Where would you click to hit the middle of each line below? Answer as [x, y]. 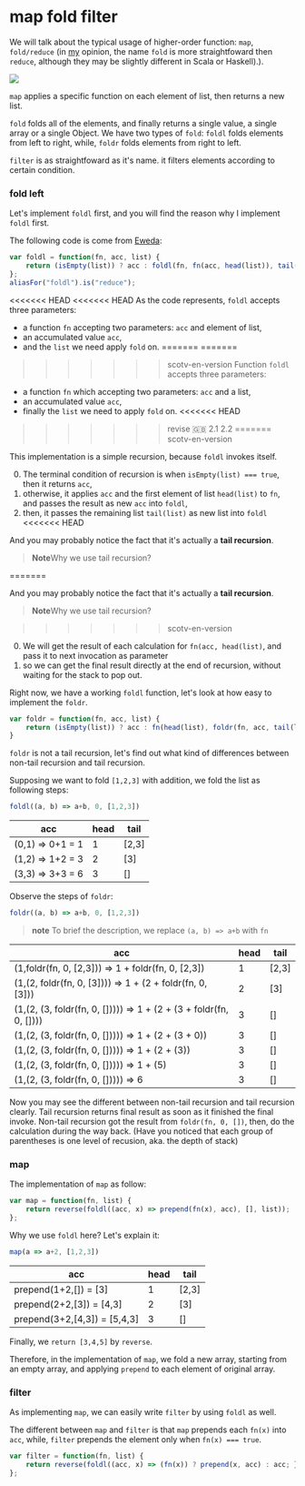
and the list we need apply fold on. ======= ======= [130, 347]
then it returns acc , [57, 483]
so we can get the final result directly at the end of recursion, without [152, 665]
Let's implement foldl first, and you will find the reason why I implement [145, 213]
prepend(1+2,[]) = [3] [61, 1289]
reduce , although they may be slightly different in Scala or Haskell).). [137, 61]
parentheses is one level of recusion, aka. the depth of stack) [124, 1141]
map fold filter [64, 17]
